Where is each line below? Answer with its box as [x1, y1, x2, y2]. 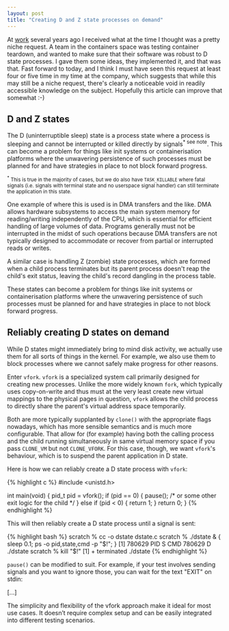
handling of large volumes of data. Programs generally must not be [7, 222, 196, 230]
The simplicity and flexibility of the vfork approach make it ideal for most [7, 601, 211, 610]
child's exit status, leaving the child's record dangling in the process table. [7, 271, 217, 280]
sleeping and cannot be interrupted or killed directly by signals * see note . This [7, 138, 223, 148]
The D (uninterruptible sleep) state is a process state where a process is [7, 132, 211, 140]
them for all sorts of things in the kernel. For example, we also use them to [7, 352, 216, 360]
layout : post [7, 10, 44, 17]
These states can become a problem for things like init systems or [7, 285, 193, 293]
